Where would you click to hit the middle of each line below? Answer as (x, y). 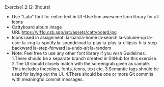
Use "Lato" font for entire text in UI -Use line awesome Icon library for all (85, 16)
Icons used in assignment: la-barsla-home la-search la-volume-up (79, 37)
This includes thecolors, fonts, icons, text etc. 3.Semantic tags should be (85, 69)
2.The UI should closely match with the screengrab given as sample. (81, 64)
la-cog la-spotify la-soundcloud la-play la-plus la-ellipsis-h (82, 43)
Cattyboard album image (37, 27)
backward (22, 48)
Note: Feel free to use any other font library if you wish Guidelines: (79, 53)
